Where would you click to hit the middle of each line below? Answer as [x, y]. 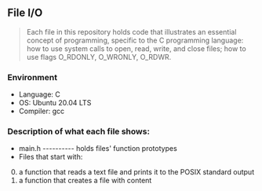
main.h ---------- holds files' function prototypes [98, 149]
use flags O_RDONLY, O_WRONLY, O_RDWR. [99, 57]
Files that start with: [51, 157]
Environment [33, 77]
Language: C [39, 94]
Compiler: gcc [42, 111]
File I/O [25, 13]
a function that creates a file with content [85, 181]
